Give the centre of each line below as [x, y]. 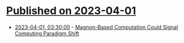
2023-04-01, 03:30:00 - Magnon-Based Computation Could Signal [96, 27]
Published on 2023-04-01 [71, 11]
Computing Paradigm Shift [47, 33]
